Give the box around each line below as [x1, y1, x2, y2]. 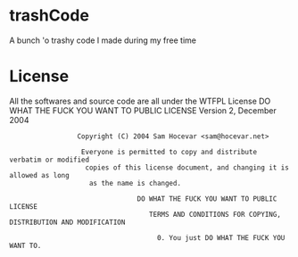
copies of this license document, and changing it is [85, 162, 290, 172]
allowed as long [9, 170, 70, 179]
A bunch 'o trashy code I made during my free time [9, 35, 196, 46]
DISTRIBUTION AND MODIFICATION [9, 218, 126, 227]
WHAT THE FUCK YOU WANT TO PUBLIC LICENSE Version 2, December [9, 104, 277, 116]
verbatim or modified [9, 155, 90, 164]
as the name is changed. [88, 178, 181, 187]
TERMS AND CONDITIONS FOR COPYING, [148, 210, 281, 219]
